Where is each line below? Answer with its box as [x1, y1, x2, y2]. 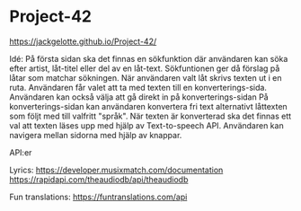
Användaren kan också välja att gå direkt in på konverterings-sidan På [9, 92, 269, 102]
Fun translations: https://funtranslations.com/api [9, 191, 188, 202]
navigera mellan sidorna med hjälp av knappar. [9, 129, 182, 140]
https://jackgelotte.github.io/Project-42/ [9, 36, 157, 47]
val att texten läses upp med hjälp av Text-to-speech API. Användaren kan [9, 119, 285, 131]
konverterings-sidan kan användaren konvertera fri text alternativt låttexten [9, 101, 288, 111]
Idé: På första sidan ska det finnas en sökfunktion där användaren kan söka [9, 53, 288, 64]
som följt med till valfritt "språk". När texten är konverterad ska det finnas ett [9, 110, 292, 121]
